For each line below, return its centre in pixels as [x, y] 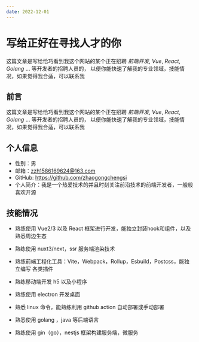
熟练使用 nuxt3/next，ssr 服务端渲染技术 [65, 249]
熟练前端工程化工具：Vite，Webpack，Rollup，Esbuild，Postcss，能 [99, 261]
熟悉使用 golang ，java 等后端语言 [57, 320]
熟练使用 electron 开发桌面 [48, 294]
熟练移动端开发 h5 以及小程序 [51, 282]
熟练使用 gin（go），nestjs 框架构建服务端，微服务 [76, 332]
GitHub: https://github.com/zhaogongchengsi [71, 178]
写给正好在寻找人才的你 [64, 43]
